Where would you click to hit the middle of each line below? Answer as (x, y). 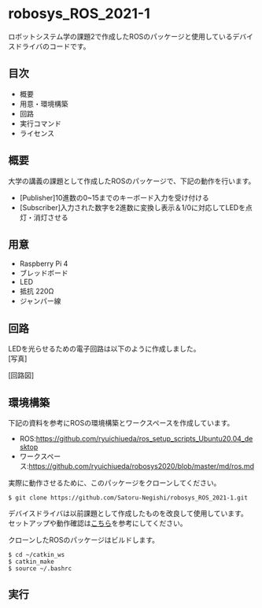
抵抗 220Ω (37, 291)
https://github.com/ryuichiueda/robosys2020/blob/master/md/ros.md (141, 466)
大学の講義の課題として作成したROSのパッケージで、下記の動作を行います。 (132, 181)
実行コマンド (40, 123)
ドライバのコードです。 (52, 46)
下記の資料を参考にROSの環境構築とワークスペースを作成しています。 (121, 423)
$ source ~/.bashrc (40, 569)
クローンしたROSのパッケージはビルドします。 (84, 540)
